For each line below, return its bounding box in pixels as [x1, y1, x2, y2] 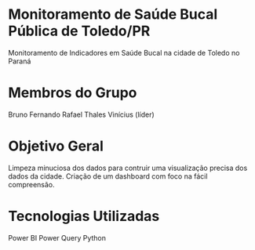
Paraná [8, 56, 31, 66]
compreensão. [8, 179, 55, 189]
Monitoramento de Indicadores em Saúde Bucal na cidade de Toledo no [8, 48, 240, 57]
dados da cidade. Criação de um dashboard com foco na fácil [8, 171, 208, 181]
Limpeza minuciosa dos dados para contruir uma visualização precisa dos [8, 163, 248, 172]
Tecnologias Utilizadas [8, 208, 160, 225]
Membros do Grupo [8, 84, 137, 102]
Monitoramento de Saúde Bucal [8, 5, 218, 24]
